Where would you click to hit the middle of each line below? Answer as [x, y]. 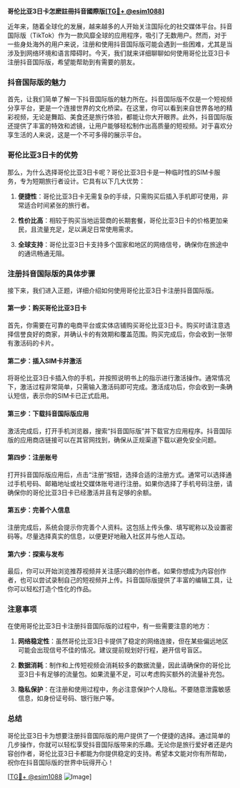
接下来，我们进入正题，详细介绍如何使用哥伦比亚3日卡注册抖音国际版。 [112, 290]
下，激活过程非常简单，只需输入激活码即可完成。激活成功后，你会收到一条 [117, 387]
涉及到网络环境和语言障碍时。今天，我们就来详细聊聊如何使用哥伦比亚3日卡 [119, 53]
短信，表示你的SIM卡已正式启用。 [63, 396]
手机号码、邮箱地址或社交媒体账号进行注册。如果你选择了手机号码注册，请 [123, 483]
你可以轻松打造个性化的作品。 [51, 589]
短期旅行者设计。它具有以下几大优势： [88, 181]
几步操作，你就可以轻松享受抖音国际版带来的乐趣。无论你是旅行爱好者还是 [117, 744]
